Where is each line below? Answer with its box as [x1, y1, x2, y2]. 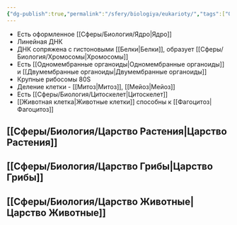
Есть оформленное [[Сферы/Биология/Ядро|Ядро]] [16, 30, 173, 38]
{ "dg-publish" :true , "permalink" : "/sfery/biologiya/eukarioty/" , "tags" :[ [6, 10, 226, 18]
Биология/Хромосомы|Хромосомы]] [16, 52, 129, 61]
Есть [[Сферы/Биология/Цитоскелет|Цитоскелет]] [16, 90, 168, 98]
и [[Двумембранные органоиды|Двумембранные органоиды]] [16, 67, 207, 76]
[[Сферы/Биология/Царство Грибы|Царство [6, 161, 214, 173]
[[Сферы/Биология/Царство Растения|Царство [6, 125, 227, 138]
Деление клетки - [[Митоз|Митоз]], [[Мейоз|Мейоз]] [16, 82, 175, 91]
